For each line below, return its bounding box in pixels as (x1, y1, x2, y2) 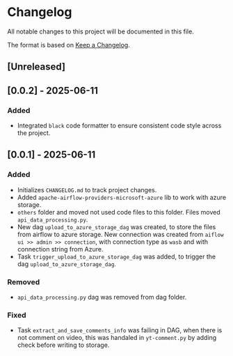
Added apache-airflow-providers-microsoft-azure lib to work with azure (17, 193, 227, 201)
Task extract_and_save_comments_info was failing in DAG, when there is (17, 326, 223, 334)
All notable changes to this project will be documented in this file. (7, 27, 195, 36)
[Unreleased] (7, 61, 66, 73)
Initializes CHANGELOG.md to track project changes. (17, 185, 157, 194)
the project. (17, 129, 51, 137)
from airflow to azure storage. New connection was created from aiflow (17, 230, 224, 238)
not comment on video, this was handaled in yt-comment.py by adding (17, 334, 217, 342)
